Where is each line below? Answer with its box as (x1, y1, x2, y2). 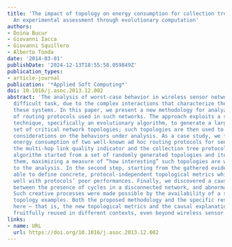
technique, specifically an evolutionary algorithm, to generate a (13, 119, 212, 127)
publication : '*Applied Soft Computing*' (7, 81, 128, 88)
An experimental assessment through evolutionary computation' (13, 17, 199, 24)
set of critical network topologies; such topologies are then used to (13, 126, 224, 133)
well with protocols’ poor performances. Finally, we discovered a (13, 177, 212, 184)
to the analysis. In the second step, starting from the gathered (13, 164, 209, 172)
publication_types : (7, 68, 64, 75)
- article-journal (7, 74, 60, 82)
